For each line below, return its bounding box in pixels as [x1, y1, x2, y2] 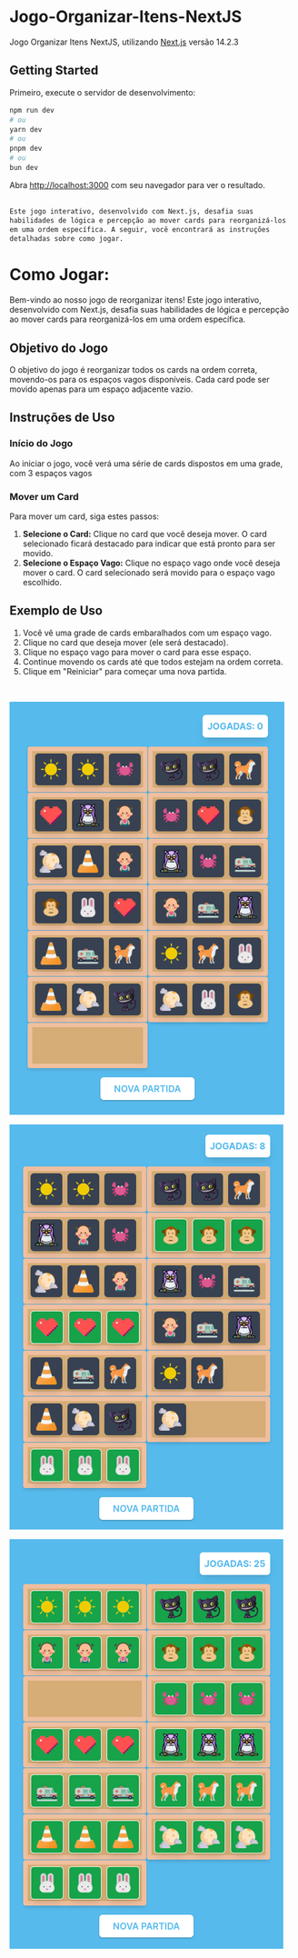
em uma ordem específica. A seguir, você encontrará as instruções [9, 225, 271, 235]
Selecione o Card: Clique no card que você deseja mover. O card [22, 529, 267, 539]
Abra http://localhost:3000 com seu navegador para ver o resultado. [9, 179, 265, 190]
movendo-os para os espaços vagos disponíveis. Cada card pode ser [9, 375, 270, 385]
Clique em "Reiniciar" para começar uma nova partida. [22, 665, 227, 676]
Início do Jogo [9, 437, 74, 450]
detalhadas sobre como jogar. [9, 235, 124, 244]
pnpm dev [9, 144, 43, 154]
